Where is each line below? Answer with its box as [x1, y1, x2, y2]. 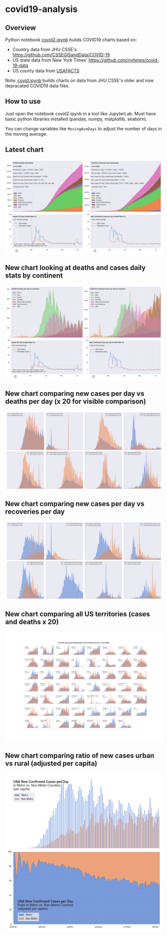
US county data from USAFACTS [12, 68, 80, 74]
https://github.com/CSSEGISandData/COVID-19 [12, 52, 110, 58]
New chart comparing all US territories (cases [5, 610, 151, 618]
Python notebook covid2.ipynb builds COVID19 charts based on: [5, 37, 137, 43]
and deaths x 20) [5, 617, 59, 626]
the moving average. [5, 131, 47, 137]
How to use [5, 97, 41, 106]
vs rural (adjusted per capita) [5, 759, 98, 768]
